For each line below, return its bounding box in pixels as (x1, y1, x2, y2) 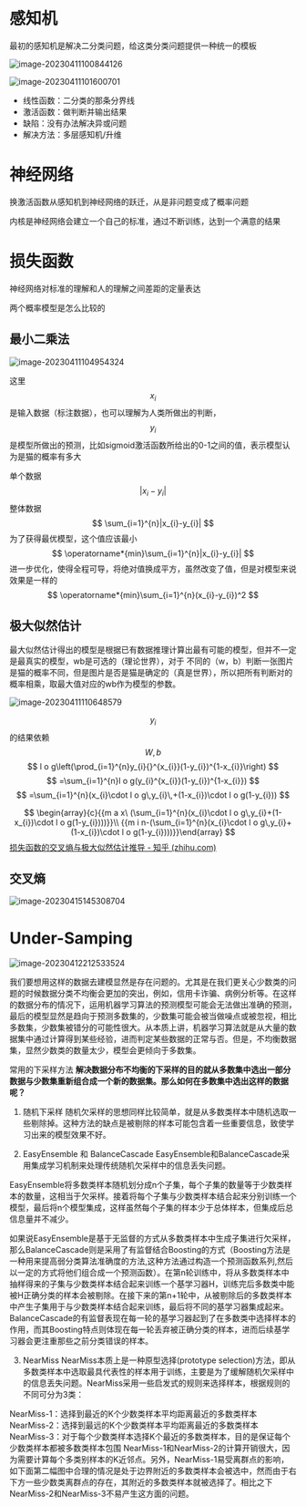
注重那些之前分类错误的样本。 (40, 1336, 153, 1347)
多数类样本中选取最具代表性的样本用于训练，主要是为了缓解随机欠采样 (22, 1367, 287, 1378)
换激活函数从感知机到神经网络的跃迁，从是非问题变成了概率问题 (9, 196, 249, 207)
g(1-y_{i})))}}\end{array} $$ (132, 826, 236, 837)
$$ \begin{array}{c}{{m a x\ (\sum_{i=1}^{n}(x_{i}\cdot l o (24, 807, 239, 818)
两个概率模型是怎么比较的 (9, 302, 106, 313)
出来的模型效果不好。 (30, 1130, 111, 1141)
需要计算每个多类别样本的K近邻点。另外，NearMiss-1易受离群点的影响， (16, 1454, 290, 1465)
